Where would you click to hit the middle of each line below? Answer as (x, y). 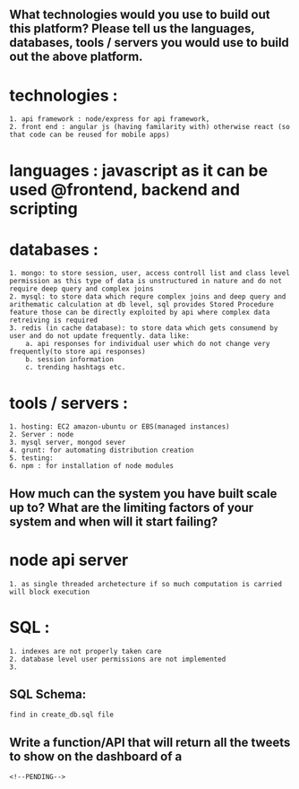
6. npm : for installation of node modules (92, 466)
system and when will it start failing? (114, 521)
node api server (69, 560)
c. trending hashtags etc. (76, 368)
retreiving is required (54, 321)
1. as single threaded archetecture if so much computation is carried (145, 584)
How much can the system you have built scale (143, 494)
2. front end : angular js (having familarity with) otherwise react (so (150, 127)
